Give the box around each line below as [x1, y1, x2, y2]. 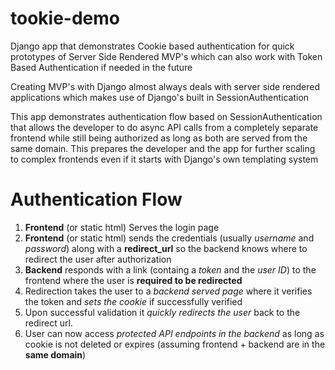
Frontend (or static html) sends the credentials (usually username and [24, 232, 315, 244]
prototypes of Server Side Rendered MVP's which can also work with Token [10, 50, 323, 62]
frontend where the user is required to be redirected [24, 274, 243, 286]
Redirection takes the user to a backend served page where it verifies [24, 285, 313, 297]
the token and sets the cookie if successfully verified [24, 295, 243, 307]
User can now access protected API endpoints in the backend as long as [24, 327, 325, 339]
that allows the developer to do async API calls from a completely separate [10, 121, 319, 133]
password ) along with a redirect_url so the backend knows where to [24, 242, 308, 254]
